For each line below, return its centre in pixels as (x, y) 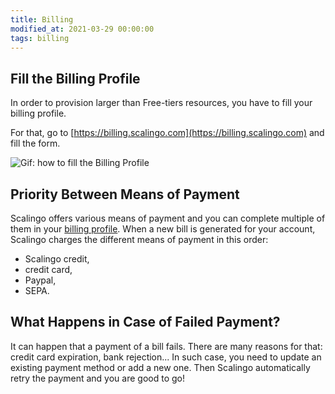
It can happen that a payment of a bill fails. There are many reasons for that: (166, 346)
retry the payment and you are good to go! (97, 378)
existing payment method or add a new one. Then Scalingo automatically (160, 367)
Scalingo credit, (57, 259)
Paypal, (40, 280)
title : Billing (42, 19)
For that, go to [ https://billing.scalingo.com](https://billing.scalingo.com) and (167, 133)
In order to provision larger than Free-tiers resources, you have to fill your (161, 103)
